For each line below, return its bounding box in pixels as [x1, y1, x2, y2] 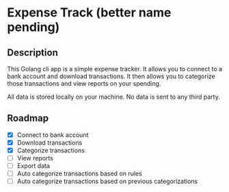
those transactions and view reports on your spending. [7, 80, 161, 87]
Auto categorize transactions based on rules [16, 169, 142, 178]
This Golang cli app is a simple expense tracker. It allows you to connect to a [7, 65, 223, 73]
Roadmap [7, 112, 49, 124]
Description [7, 47, 58, 58]
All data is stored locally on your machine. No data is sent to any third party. [7, 93, 220, 101]
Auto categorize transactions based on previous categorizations [16, 177, 198, 186]
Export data [16, 162, 50, 170]
